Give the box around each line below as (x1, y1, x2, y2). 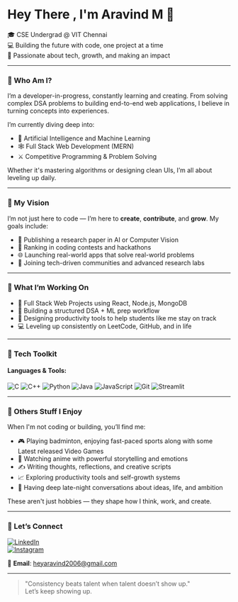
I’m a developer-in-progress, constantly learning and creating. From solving (7, 91, 228, 100)
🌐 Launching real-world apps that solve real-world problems (17, 250, 195, 259)
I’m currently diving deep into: (7, 121, 95, 129)
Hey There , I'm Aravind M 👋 (7, 6, 175, 23)
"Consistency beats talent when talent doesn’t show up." (24, 579, 191, 588)
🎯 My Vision (7, 198, 50, 208)
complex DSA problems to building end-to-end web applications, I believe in (7, 99, 230, 108)
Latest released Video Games (17, 447, 104, 456)
